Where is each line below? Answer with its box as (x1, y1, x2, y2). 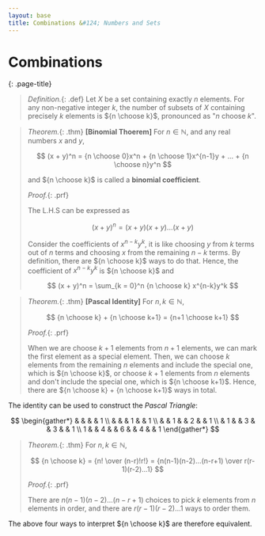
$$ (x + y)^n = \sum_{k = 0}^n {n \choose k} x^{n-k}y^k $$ (47, 281, 239, 291)
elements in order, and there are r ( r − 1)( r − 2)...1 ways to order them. (27, 504, 251, 513)
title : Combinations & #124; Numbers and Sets (8, 19, 161, 27)
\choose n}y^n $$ (113, 160, 172, 169)
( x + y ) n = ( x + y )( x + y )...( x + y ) (92, 221, 194, 232)
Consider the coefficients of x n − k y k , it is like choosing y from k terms (27, 238, 255, 249)
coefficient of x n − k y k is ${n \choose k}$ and (27, 264, 174, 276)
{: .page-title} (8, 79, 52, 89)
